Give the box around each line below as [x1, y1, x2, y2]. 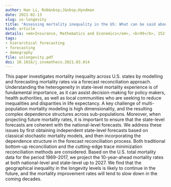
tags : [5, 36, 17, 41]
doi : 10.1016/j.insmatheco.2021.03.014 [5, 59, 90, 65]
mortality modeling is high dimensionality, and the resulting [28, 106, 153, 112]
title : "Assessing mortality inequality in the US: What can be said [5, 21, 156, 27]
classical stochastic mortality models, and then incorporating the [5, 133, 141, 139]
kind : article [5, 26, 36, 32]
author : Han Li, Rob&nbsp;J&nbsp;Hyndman [5, 7, 95, 13]
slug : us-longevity [5, 17, 47, 22]
